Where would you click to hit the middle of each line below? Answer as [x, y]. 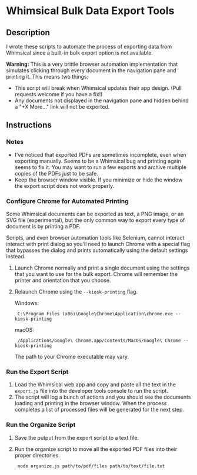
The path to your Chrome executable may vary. [72, 356]
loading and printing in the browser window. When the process [91, 403]
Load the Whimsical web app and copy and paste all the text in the [95, 385]
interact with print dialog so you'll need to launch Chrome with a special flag [98, 244]
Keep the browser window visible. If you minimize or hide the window [98, 180]
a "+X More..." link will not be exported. [62, 107]
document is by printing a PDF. [44, 226]
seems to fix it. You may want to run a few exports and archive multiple [101, 167]
